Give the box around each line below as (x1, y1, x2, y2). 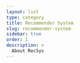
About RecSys (11, 48, 45, 54)
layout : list (6, 8, 39, 15)
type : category (6, 14, 45, 20)
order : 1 (6, 37, 28, 43)
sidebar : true (6, 31, 42, 37)
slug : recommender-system (6, 25, 71, 32)
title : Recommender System (6, 20, 74, 26)
